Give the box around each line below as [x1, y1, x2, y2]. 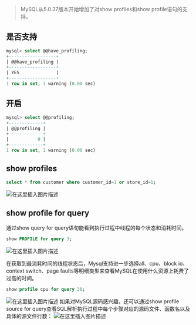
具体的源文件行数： [6, 313, 53, 320]
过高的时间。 [6, 275, 37, 282]
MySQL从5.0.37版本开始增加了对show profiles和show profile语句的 [20, 6, 183, 12]
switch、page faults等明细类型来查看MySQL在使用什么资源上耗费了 [25, 267, 190, 274]
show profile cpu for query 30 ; [6, 287, 85, 293]
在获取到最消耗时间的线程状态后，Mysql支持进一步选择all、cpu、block [6, 260, 177, 267]
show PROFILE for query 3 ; [6, 236, 72, 242]
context [6, 267, 25, 274]
